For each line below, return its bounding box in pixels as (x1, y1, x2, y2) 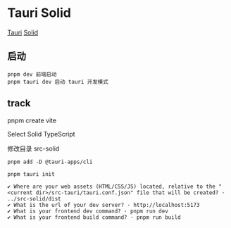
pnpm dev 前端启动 (7, 70, 57, 78)
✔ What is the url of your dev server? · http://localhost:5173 (7, 201, 200, 208)
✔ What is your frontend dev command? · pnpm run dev (7, 208, 169, 215)
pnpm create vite (7, 116, 57, 125)
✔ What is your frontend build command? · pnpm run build (7, 213, 181, 221)
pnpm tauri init (7, 170, 55, 177)
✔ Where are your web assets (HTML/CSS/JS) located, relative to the (7, 183, 216, 190)
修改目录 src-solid (7, 144, 60, 153)
